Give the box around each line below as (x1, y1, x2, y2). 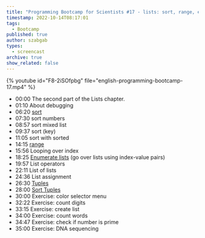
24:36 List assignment (15, 173, 71, 180)
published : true (6, 32, 48, 38)
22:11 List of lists (15, 166, 57, 174)
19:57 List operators (15, 160, 65, 167)
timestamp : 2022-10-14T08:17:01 (6, 15, 88, 21)
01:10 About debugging (15, 101, 74, 109)
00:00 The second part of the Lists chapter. (15, 95, 125, 103)
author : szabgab (6, 37, 48, 43)
